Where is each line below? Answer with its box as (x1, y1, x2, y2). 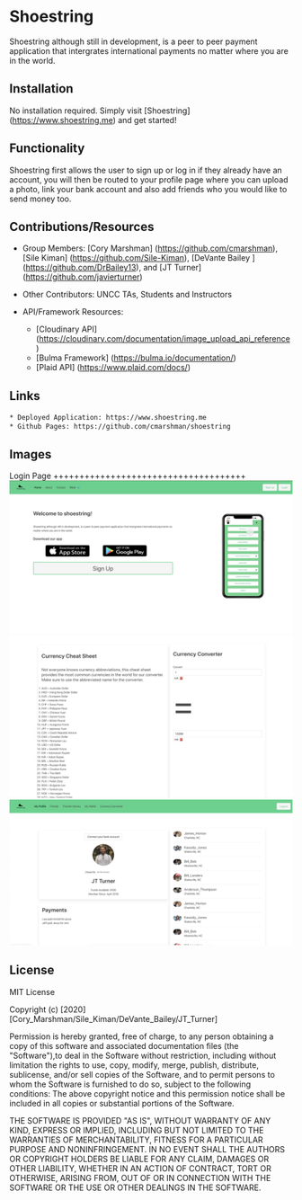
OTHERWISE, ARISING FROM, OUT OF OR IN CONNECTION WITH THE (9, 1172, 271, 1183)
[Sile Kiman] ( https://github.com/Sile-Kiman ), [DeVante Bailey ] (22, 253, 256, 263)
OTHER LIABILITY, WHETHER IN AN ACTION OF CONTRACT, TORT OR (9, 1162, 271, 1174)
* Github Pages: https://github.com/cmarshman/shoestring (9, 422, 231, 431)
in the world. (9, 55, 56, 66)
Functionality (9, 141, 85, 156)
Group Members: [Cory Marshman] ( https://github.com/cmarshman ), (22, 243, 279, 253)
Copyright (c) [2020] (9, 1004, 86, 1015)
